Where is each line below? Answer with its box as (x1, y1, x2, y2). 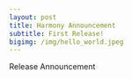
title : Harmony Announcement (9, 21, 116, 30)
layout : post (9, 12, 57, 22)
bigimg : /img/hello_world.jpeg (9, 37, 124, 47)
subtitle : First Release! (9, 29, 104, 38)
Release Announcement (9, 61, 96, 72)
